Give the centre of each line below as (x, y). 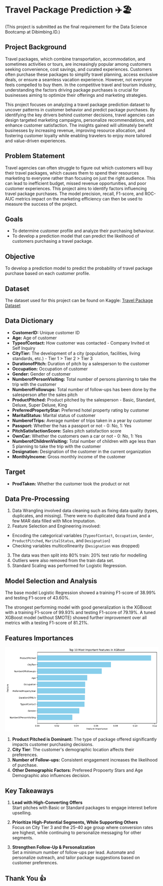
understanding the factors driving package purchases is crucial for (72, 90)
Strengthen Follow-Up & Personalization (54, 847)
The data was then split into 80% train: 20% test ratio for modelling (79, 555)
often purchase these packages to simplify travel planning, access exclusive (81, 74)
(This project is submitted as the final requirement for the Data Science (76, 27)
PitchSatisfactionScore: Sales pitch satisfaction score (67, 431)
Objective (20, 256)
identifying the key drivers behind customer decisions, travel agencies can (80, 115)
